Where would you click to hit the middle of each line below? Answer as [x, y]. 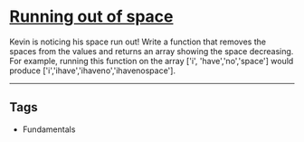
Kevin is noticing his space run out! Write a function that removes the [138, 42]
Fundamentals [49, 129]
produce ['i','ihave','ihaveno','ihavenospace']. [93, 71]
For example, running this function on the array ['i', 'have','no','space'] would [152, 61]
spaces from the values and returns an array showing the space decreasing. [152, 51]
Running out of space [91, 17]
